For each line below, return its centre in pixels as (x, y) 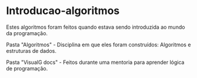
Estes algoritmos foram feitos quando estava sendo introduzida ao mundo (96, 27)
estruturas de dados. (31, 50)
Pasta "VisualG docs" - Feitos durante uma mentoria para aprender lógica (95, 62)
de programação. (27, 68)
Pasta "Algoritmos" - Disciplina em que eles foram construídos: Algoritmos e (98, 45)
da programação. (27, 33)
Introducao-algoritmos (63, 11)
